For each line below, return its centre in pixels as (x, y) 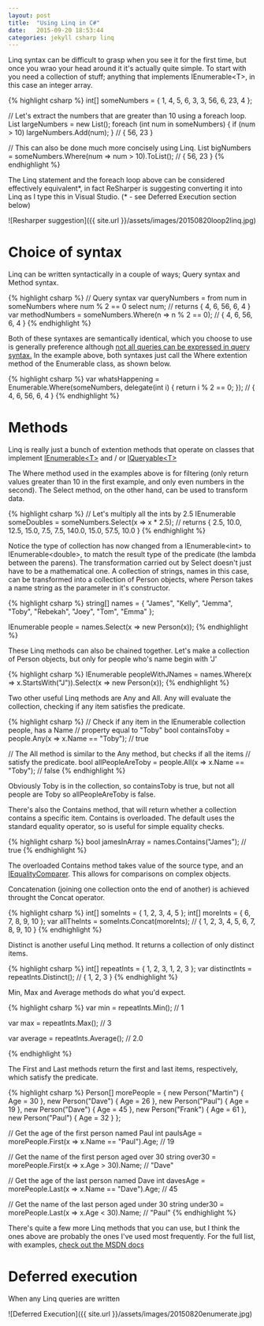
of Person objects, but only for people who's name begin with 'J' (113, 659)
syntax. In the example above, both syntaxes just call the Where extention (128, 356)
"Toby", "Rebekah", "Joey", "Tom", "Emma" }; (81, 612)
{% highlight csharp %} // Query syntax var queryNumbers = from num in (127, 298)
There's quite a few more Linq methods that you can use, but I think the (124, 1228)
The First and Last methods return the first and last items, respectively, (123, 1069)
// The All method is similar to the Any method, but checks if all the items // (129, 754)
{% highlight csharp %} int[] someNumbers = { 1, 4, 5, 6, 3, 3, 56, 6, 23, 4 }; (130, 100)
